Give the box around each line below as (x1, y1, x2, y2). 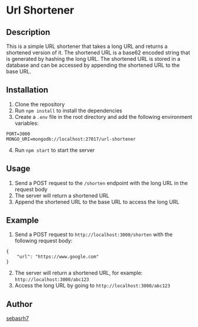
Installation (6, 85, 48, 95)
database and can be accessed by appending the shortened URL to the (6, 61, 180, 69)
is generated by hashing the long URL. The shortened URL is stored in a (6, 56, 181, 62)
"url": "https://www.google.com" (17, 254, 99, 260)
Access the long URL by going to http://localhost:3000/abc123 (14, 282, 170, 289)
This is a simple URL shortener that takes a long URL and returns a (6, 43, 168, 50)
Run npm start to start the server (14, 146, 95, 154)
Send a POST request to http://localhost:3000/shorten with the (14, 231, 173, 238)
